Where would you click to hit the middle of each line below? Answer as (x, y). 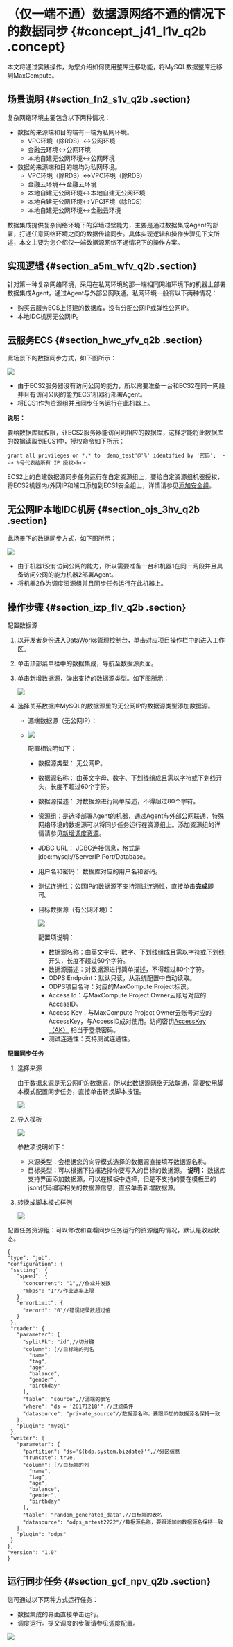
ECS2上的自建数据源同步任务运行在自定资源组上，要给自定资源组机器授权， (115, 477)
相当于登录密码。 (95, 1030)
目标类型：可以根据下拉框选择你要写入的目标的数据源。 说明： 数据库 (127, 1170)
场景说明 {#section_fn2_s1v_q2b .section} (99, 99)
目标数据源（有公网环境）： (76, 909)
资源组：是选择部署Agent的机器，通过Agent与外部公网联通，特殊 (131, 816)
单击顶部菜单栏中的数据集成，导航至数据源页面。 (87, 663)
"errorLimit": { (40, 1303)
